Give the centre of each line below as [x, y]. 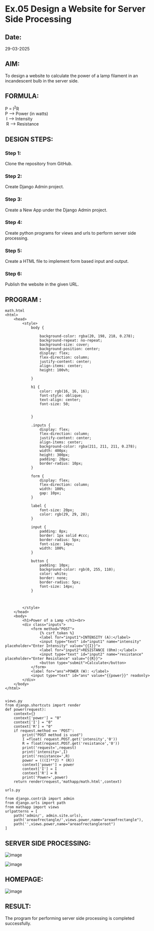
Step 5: [14, 251]
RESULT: [18, 907]
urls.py [13, 790]
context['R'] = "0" [33, 727]
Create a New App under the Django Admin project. [56, 210]
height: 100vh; [55, 370]
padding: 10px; [55, 565]
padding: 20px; [55, 459]
